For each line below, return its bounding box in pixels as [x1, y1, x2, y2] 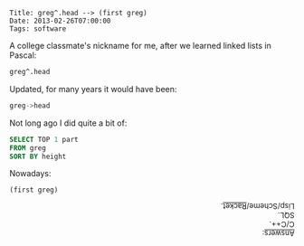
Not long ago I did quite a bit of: [9, 118, 128, 128]
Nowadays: [9, 168, 52, 179]
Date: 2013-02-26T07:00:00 [9, 16, 111, 25]
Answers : [261, 229, 295, 239]
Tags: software [9, 24, 67, 33]
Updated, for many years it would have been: [9, 83, 177, 94]
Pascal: [9, 50, 37, 61]
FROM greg [9, 143, 47, 153]
